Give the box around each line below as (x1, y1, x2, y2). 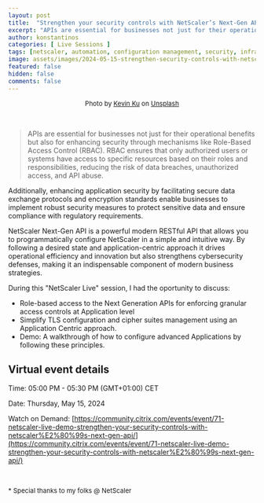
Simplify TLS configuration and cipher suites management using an (19, 315, 237, 325)
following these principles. (19, 340, 105, 350)
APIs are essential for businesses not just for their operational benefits (27, 129, 255, 138)
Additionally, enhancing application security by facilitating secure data (8, 185, 236, 195)
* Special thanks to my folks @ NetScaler (8, 486, 132, 495)
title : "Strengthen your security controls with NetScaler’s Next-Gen (8, 19, 247, 27)
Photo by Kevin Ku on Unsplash (85, 99, 179, 108)
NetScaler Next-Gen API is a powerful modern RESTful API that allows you (8, 226, 249, 236)
